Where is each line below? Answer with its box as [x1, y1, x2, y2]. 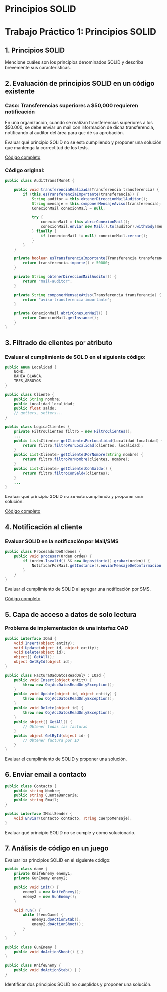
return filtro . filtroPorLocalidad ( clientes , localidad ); [23, 443, 143, 448]
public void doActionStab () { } [14, 968, 81, 973]
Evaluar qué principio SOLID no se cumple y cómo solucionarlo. [5, 829, 136, 835]
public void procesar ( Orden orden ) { [14, 554, 92, 559]
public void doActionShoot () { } [14, 949, 83, 954]
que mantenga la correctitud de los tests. [5, 144, 89, 150]
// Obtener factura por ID [23, 738, 79, 743]
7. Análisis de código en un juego [5, 844, 109, 853]
